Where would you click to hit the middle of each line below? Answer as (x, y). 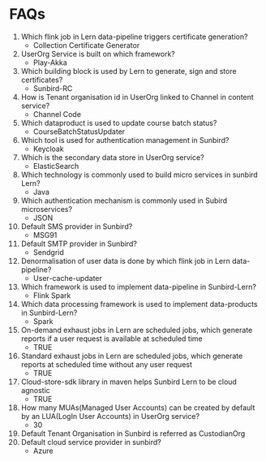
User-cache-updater (67, 278)
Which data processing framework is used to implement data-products (139, 304)
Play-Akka (50, 63)
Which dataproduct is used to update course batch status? (119, 123)
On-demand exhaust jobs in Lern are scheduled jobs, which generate (137, 330)
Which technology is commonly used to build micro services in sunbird (139, 175)
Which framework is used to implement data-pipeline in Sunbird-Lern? (138, 287)
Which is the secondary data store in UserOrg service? (113, 157)
